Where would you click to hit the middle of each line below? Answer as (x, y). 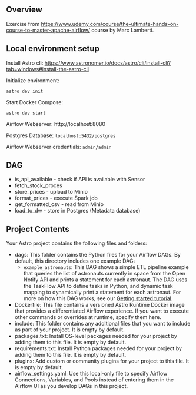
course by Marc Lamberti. (122, 30)
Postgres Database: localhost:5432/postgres (61, 135)
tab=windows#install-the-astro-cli (48, 69)
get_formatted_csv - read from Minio (59, 204)
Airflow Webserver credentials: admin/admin (59, 147)
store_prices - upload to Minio (51, 192)
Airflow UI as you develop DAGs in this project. (71, 386)
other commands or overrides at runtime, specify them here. (88, 317)
